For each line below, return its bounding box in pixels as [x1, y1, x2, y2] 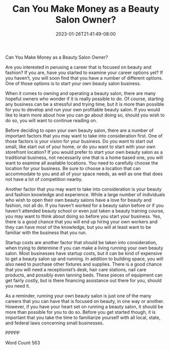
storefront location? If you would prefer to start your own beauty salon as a [5, 149, 163, 155]
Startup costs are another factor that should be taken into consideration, [5, 239, 157, 245]
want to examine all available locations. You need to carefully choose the [5, 159, 158, 166]
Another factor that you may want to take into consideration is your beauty [5, 186, 162, 192]
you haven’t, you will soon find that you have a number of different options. [5, 75, 163, 81]
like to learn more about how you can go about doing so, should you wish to [5, 112, 165, 118]
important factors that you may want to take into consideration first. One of [5, 132, 163, 138]
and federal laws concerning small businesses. [5, 320, 104, 326]
